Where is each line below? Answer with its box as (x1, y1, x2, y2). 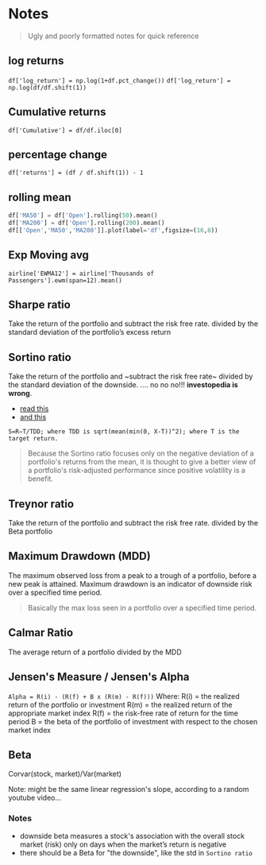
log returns (8, 54, 64, 68)
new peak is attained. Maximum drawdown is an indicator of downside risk (8, 579, 253, 588)
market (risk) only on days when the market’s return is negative (19, 840, 227, 849)
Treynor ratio (8, 497, 74, 510)
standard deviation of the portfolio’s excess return (8, 328, 172, 337)
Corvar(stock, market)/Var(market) (8, 769, 121, 779)
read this (19, 404, 49, 413)
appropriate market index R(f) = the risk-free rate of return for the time (8, 708, 238, 718)
